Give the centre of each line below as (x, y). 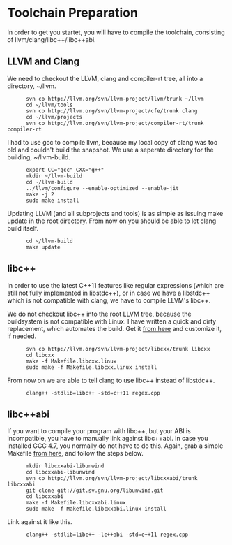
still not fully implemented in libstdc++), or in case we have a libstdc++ (109, 293)
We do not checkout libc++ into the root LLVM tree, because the (99, 314)
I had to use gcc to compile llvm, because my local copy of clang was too (113, 142)
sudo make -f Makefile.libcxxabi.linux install (96, 509)
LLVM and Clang (44, 62)
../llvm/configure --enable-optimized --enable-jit (102, 188)
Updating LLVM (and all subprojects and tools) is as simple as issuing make (115, 213)
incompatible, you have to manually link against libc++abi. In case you (108, 439)
